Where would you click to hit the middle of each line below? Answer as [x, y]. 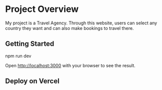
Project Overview [42, 9]
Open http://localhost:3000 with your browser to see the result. [70, 65]
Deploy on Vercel [32, 81]
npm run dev [18, 56]
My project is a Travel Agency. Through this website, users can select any [81, 23]
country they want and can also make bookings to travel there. [69, 28]
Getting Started [30, 44]
